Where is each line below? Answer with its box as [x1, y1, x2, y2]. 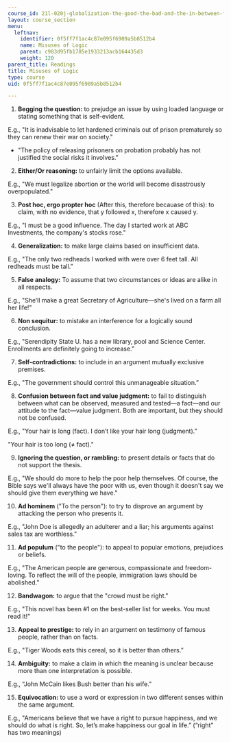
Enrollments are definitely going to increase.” [8, 344, 134, 353]
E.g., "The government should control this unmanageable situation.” [8, 379, 199, 387]
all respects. [17, 283, 53, 292]
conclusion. [17, 324, 51, 333]
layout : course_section [8, 16, 76, 23]
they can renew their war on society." [8, 133, 114, 141]
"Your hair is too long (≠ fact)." [8, 440, 95, 449]
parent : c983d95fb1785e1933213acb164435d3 [20, 49, 143, 56]
